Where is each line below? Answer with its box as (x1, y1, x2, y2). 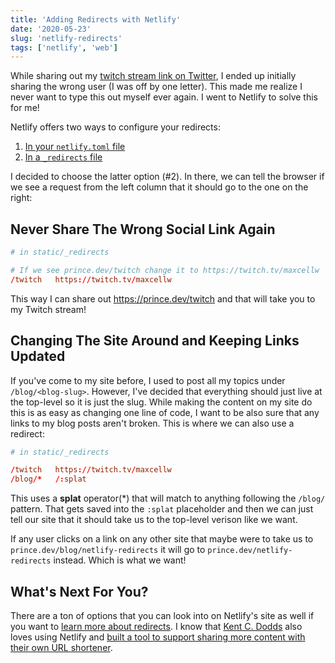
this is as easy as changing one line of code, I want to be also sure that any (10, 406, 320, 418)
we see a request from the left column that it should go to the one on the (10, 181, 309, 193)
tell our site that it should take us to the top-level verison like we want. (10, 514, 298, 526)
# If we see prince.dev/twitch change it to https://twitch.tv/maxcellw (10, 265, 320, 275)
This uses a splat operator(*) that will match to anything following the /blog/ (10, 492, 326, 505)
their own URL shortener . (10, 641, 113, 653)
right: (10, 192, 33, 204)
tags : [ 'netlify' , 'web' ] (10, 42, 118, 53)
